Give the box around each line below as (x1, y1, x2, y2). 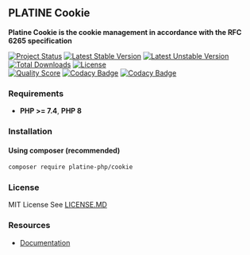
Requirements (8, 87, 64, 99)
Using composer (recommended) (8, 145, 121, 155)
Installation (8, 126, 53, 137)
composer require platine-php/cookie (8, 163, 133, 172)
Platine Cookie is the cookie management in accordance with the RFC (8, 27, 242, 37)
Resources (8, 220, 51, 231)
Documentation (19, 238, 71, 247)
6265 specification (8, 36, 73, 45)
